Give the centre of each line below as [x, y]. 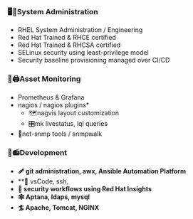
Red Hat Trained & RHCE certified [67, 38]
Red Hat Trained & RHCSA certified [69, 45]
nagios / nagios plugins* [53, 105]
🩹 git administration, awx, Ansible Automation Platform [102, 171]
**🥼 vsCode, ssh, [43, 181]
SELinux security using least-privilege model [83, 53]
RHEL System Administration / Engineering [80, 30]
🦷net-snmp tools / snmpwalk [60, 134]
